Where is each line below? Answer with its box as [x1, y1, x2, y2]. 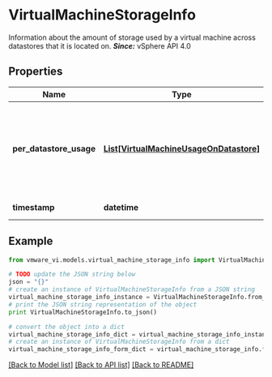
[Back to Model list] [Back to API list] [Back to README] [8, 360, 194, 370]
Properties [8, 65, 63, 79]
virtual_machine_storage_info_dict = [8, 330, 136, 338]
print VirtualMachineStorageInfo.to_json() [8, 308, 158, 316]
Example [8, 234, 53, 248]
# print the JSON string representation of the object [8, 300, 198, 309]
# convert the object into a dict [8, 323, 125, 331]
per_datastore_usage [12, 143, 96, 154]
